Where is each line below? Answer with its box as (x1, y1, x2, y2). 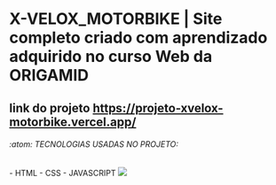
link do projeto (9, 100, 91, 115)
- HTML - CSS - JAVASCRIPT (9, 167, 116, 178)
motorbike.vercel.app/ (9, 114, 137, 129)
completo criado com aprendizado (9, 27, 268, 48)
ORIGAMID (9, 66, 90, 86)
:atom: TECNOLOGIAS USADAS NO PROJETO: (9, 139, 179, 150)
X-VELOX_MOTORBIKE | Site (9, 9, 223, 29)
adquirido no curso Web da (9, 47, 213, 66)
